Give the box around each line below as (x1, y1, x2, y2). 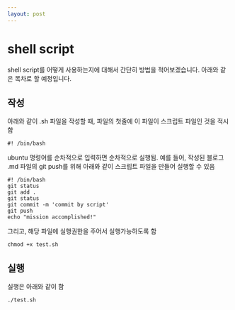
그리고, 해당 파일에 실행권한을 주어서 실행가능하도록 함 (7, 227, 157, 236)
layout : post (7, 10, 46, 18)
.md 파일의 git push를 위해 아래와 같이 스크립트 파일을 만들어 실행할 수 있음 (7, 162, 215, 171)
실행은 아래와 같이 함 (7, 282, 64, 291)
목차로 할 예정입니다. (14, 74, 72, 82)
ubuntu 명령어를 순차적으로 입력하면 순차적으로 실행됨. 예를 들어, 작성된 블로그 (7, 153, 224, 162)
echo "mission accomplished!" (7, 214, 97, 221)
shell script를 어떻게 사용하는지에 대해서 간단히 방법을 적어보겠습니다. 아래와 (7, 65, 219, 74)
